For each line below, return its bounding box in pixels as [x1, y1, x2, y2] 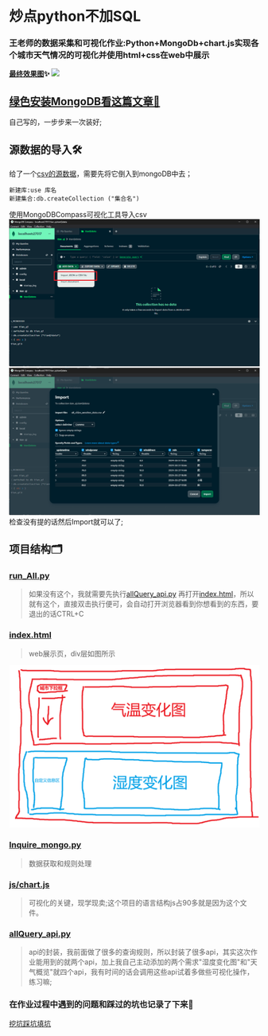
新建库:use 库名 [9, 186, 57, 195]
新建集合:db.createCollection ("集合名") [9, 195, 140, 203]
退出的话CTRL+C [28, 610, 84, 619]
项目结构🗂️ [9, 543, 63, 556]
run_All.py [9, 571, 50, 582]
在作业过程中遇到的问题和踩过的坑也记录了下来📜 [9, 999, 194, 1011]
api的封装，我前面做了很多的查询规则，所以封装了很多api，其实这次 [28, 948, 251, 957]
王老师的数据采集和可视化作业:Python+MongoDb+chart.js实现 [9, 37, 251, 49]
